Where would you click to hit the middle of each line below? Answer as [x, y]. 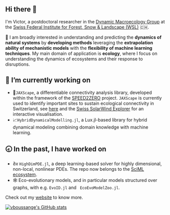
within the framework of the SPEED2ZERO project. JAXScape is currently [87, 98]
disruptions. [18, 64]
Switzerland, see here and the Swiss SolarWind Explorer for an [78, 109]
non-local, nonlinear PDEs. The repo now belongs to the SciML [78, 169]
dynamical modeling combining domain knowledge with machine [80, 127]
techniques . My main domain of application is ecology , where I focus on [81, 53]
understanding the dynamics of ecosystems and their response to [74, 58]
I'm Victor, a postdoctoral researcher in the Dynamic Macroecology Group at [85, 21]
